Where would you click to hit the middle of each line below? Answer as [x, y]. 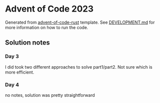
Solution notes [27, 43]
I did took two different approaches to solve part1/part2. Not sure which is [79, 67]
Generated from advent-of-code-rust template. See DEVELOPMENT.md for [80, 22]
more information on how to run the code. [47, 27]
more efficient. [20, 72]
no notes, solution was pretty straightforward [50, 95]
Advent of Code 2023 [49, 9]
